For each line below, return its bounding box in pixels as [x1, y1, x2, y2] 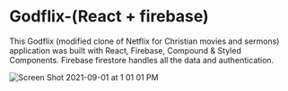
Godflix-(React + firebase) [9, 6, 209, 27]
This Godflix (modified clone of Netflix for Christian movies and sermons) [9, 36, 280, 46]
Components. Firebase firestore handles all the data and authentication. [9, 54, 275, 65]
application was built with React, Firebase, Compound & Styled [9, 45, 242, 55]
